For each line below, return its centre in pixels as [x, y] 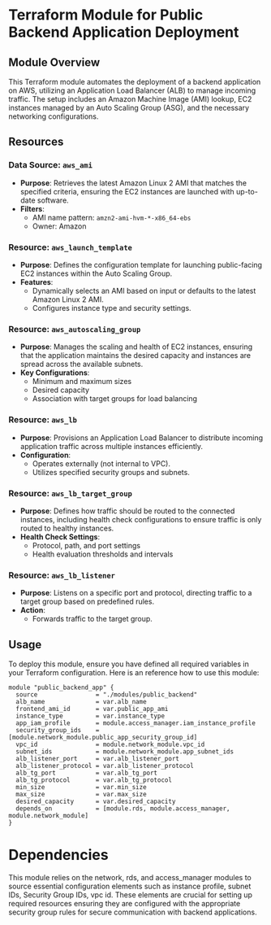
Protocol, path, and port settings [86, 545]
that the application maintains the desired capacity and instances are [135, 356]
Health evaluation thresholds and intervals [103, 554]
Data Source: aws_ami [51, 165]
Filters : [32, 208]
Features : [37, 281]
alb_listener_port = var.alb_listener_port [98, 758]
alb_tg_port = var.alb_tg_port [87, 773]
